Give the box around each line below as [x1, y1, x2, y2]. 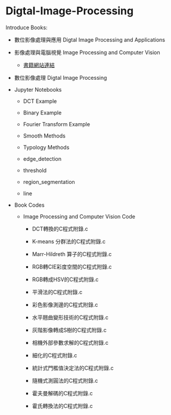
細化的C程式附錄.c [32, 351, 77, 358]
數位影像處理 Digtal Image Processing [14, 74, 107, 81]
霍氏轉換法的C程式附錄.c [32, 402, 93, 409]
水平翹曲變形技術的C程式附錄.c [32, 314, 108, 321]
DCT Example [23, 97, 57, 105]
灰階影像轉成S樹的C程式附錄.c [32, 326, 107, 333]
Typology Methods [23, 143, 70, 151]
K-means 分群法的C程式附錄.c [32, 238, 106, 245]
